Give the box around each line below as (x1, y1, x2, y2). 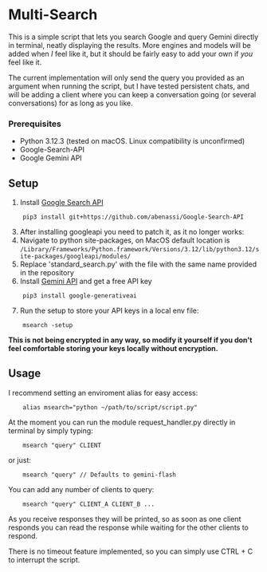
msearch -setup (22, 322, 73, 329)
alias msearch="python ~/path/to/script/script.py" (22, 403, 198, 412)
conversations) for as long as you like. (8, 98, 133, 108)
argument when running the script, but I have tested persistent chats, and (8, 81, 249, 91)
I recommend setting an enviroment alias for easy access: (8, 388, 198, 397)
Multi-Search (8, 6, 98, 24)
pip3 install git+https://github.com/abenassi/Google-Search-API (22, 213, 245, 221)
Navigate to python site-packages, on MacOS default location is (19, 235, 230, 245)
